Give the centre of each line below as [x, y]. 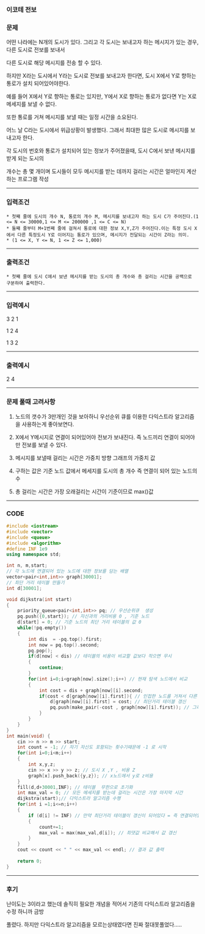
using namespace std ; [34, 555]
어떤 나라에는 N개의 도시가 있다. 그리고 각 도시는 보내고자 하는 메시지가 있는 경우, [103, 42]
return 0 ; [30, 861]
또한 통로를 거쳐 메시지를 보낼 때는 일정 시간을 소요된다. [72, 117]
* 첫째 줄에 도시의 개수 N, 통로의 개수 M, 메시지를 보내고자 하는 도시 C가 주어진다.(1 [103, 216]
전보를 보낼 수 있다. [45, 444]
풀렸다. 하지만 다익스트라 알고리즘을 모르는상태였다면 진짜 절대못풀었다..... [94, 924]
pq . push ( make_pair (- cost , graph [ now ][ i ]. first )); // [120, 708]
